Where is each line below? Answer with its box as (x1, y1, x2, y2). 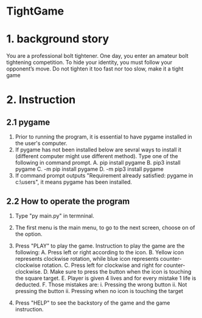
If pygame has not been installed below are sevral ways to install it (15, 146, 181, 153)
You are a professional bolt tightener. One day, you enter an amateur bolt (6, 52, 189, 60)
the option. (15, 230, 43, 238)
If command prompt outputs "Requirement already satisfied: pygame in (15, 172, 193, 179)
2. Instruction (6, 93, 76, 107)
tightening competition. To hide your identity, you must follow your (6, 59, 173, 66)
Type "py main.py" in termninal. (15, 212, 94, 219)
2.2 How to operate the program (6, 196, 130, 206)
